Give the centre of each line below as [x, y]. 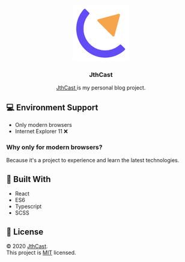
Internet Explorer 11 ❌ [41, 132]
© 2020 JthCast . [27, 246]
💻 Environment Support [52, 107]
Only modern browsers [43, 125]
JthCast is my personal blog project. [101, 88]
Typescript [28, 207]
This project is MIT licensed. [41, 253]
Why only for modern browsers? [54, 147]
